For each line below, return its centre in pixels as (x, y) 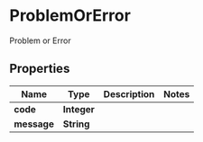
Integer (78, 109)
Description (129, 93)
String (76, 124)
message (34, 124)
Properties (40, 69)
